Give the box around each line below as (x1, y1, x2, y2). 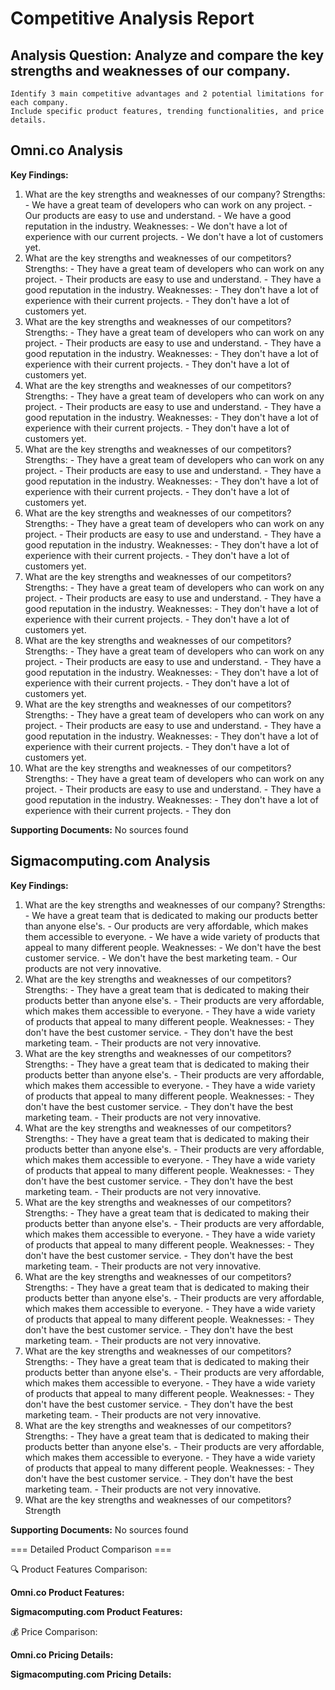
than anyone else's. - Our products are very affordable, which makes (24, 920, 309, 932)
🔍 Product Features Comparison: (10, 1563, 148, 1575)
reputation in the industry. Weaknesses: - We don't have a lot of (24, 220, 288, 232)
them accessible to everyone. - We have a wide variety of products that (24, 930, 320, 942)
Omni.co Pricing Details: (10, 1648, 114, 1661)
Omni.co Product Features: (10, 1586, 125, 1598)
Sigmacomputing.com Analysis (10, 853, 211, 870)
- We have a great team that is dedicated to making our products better (24, 909, 319, 921)
